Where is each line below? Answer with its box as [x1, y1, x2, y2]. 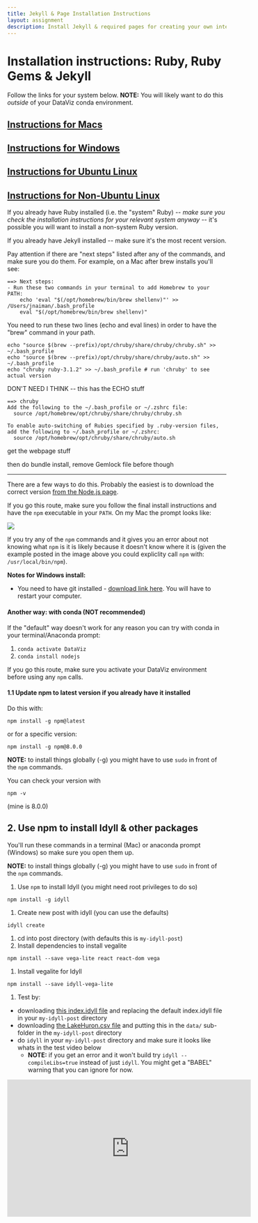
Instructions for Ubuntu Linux [7, 166, 138, 178]
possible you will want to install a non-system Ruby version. [7, 223, 179, 231]
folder [17, 1029, 35, 1037]
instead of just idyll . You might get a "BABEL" [79, 1058, 212, 1066]
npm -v [7, 790, 26, 797]
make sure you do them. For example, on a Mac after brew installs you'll [7, 257, 213, 266]
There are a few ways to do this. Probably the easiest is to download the [7, 480, 214, 489]
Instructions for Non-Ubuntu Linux [7, 190, 160, 201]
